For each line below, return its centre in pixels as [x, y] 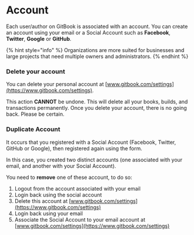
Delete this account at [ [43, 201]
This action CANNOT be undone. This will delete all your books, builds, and [97, 102]
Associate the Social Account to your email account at [80, 219]
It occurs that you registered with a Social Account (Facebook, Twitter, [91, 142]
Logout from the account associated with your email [77, 188]
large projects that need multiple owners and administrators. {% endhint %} [97, 56]
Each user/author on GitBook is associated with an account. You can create [97, 26]
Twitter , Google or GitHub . [39, 39]
